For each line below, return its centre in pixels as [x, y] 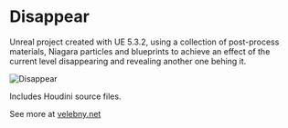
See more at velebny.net [55, 113]
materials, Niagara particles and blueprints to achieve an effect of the [140, 51]
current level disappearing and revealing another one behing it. [128, 61]
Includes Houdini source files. [65, 96]
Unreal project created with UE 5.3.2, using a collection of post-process [144, 42]
